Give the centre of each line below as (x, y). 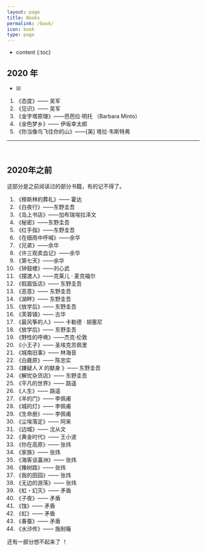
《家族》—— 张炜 (38, 452)
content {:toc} (33, 52)
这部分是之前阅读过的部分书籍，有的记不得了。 (66, 186)
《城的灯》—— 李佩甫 (43, 406)
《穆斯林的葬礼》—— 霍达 (49, 199)
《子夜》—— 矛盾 (38, 498)
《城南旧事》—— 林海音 (46, 352)
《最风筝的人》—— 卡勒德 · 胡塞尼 (59, 322)
